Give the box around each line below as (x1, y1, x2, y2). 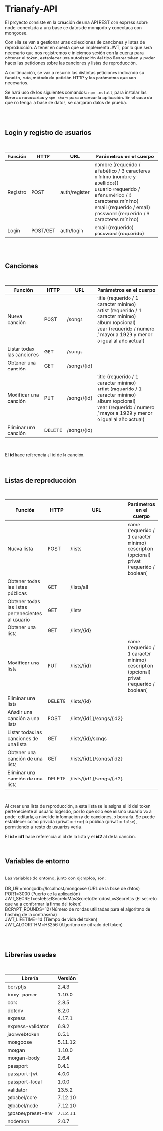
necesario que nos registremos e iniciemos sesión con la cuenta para (5, 50, 144, 56)
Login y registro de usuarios (5, 128, 92, 137)
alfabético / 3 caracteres (94, 167, 150, 174)
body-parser (7, 991, 37, 998)
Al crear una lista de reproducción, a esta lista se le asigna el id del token (5, 803, 151, 809)
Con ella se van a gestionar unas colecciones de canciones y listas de (5, 39, 145, 45)
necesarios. (5, 79, 29, 86)
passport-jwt (7, 1071, 38, 1077)
